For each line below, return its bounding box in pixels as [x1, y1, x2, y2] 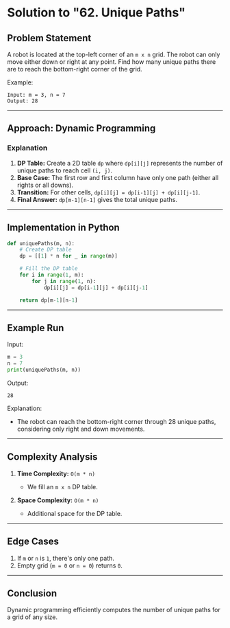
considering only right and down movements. [16, 425, 145, 433]
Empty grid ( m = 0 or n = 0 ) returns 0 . [16, 561, 123, 570]
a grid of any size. [7, 613, 58, 621]
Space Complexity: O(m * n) [16, 496, 99, 504]
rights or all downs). [16, 181, 74, 189]
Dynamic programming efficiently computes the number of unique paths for [7, 606, 220, 614]
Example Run [7, 322, 64, 334]
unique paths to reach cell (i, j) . [16, 166, 113, 175]
